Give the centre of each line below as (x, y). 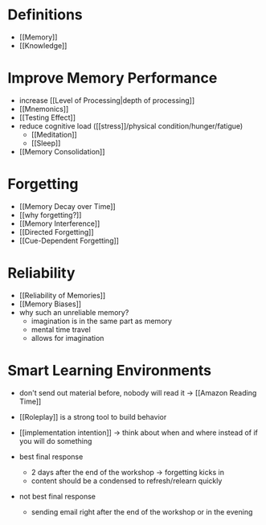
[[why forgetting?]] (50, 215)
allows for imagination (68, 338)
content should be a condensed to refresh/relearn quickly (127, 481)
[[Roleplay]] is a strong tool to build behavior (93, 416)
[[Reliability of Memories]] (62, 295)
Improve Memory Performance (113, 78)
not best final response (57, 496)
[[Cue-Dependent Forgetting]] (69, 240)
